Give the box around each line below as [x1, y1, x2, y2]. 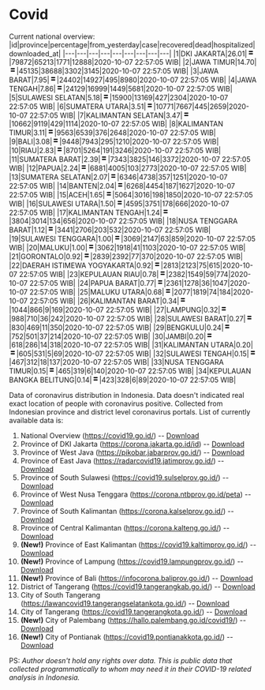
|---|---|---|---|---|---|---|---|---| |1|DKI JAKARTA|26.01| [62, 49, 248, 58]
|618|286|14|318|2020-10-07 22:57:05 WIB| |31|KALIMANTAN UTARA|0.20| [9, 339, 253, 349]
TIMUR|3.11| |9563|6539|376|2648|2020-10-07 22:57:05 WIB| [9, 128, 216, 137]
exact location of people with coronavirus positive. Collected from [9, 399, 223, 408]
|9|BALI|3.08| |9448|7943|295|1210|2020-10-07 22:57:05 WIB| [9, 137, 219, 146]
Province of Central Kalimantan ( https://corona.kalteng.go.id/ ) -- [20, 523, 230, 532]
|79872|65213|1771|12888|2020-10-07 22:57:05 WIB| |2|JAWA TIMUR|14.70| [9, 57, 257, 66]
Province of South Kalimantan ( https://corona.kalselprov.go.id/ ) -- [20, 506, 235, 516]
